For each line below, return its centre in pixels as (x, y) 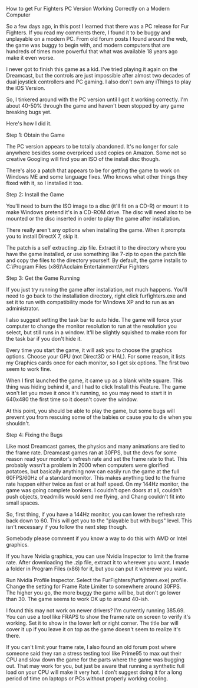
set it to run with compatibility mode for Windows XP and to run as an (90, 302)
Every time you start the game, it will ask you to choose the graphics (89, 350)
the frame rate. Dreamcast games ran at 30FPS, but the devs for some (91, 453)
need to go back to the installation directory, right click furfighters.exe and (96, 296)
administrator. (23, 308)
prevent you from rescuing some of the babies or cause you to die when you (99, 417)
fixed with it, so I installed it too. (44, 183)
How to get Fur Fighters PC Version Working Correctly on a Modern (88, 9)
